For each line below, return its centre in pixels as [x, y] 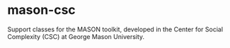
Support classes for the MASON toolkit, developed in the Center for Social [115, 29]
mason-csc [41, 10]
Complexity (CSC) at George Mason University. [76, 36]
